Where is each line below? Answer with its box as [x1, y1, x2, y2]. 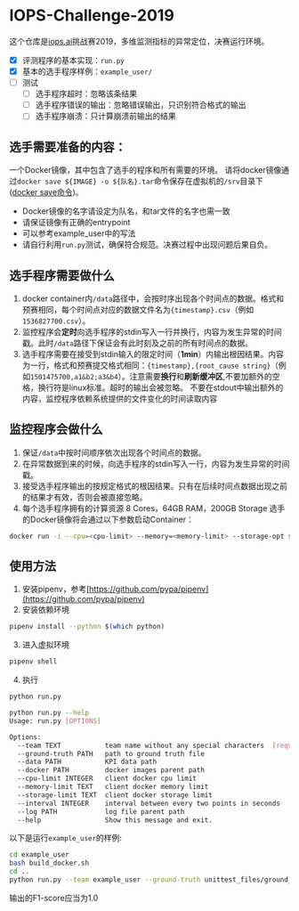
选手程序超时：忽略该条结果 [35, 88, 138, 99]
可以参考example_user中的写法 [21, 228, 136, 239]
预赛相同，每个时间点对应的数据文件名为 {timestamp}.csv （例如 [21, 304, 255, 314]
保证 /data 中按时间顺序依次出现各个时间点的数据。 [21, 447, 206, 458]
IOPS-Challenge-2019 [9, 5, 175, 26]
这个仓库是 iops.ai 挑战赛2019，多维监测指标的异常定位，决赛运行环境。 [9, 36, 270, 46]
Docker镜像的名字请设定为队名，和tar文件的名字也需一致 [21, 206, 230, 216]
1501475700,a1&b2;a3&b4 [29, 372, 118, 381]
